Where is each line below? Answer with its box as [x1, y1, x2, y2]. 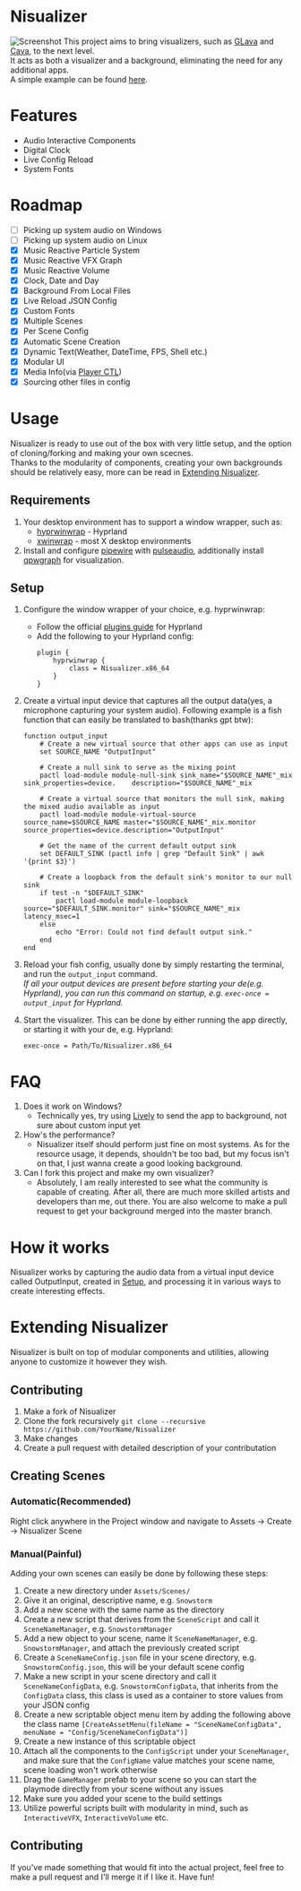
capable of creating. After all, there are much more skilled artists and [36, 1187, 290, 1197]
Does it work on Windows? [22, 1101, 123, 1112]
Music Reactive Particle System [22, 245, 140, 255]
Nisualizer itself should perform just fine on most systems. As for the [36, 1139, 290, 1150]
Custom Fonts [22, 306, 75, 316]
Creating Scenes [10, 1468, 106, 1484]
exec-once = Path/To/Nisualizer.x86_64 [22, 1041, 173, 1050]
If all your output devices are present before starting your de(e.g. [22, 979, 264, 989]
